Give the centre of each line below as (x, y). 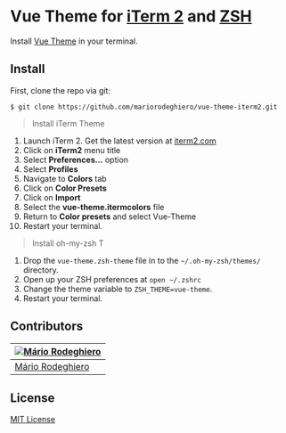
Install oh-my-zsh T (68, 243)
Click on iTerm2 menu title (72, 150)
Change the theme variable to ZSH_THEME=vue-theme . (118, 289)
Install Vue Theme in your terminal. (74, 41)
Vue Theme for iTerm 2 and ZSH (131, 16)
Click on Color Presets (65, 188)
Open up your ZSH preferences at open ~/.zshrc (112, 279)
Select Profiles (50, 169)
